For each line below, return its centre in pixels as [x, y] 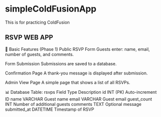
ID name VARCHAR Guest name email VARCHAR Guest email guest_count [79, 99]
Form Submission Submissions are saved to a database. [61, 63]
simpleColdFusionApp [51, 9]
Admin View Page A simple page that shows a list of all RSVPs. [68, 82]
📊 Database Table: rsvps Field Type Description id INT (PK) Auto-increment [81, 92]
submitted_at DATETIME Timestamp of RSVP [50, 109]
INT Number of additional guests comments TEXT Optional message [73, 104]
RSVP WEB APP [29, 37]
